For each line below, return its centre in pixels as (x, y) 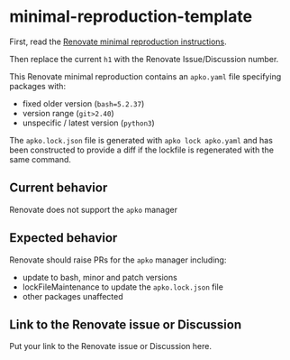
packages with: (37, 86)
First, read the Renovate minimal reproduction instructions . (118, 42)
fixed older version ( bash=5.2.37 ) (83, 103)
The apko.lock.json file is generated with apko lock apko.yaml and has (141, 140)
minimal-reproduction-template (131, 17)
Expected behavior (63, 238)
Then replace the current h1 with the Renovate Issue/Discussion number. (144, 59)
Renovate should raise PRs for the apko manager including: (118, 260)
